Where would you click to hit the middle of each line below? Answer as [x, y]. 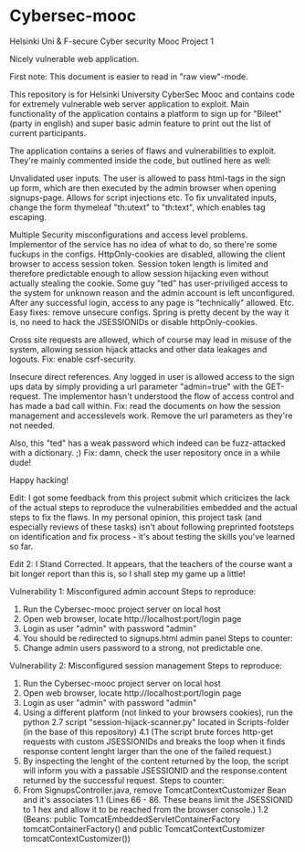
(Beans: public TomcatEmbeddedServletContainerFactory [131, 819]
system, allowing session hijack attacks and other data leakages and [138, 349]
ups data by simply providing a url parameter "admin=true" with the [136, 386]
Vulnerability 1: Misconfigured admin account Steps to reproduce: [133, 591]
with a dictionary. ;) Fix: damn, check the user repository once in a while [145, 452]
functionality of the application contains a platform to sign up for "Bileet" [146, 113]
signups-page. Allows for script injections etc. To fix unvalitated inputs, [143, 197]
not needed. [32, 425]
